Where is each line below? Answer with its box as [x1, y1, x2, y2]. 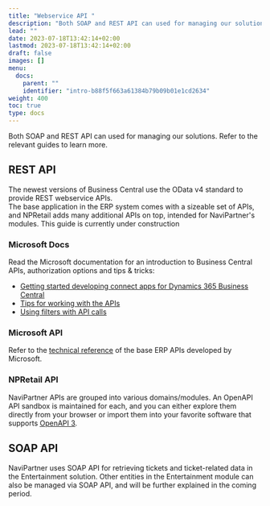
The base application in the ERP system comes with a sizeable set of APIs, [8, 201, 255, 211]
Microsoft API [8, 327, 63, 338]
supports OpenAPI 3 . [8, 418, 78, 428]
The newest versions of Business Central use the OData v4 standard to [8, 185, 243, 194]
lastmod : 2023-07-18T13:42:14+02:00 [8, 42, 131, 50]
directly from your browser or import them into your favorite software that [8, 409, 252, 419]
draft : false [8, 49, 52, 57]
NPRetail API [8, 374, 59, 385]
